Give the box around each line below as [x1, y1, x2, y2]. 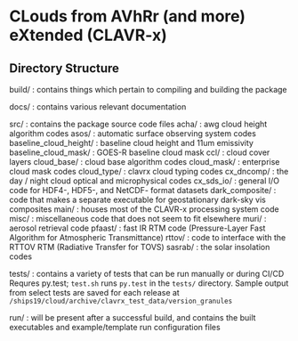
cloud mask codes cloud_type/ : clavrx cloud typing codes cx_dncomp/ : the [9, 166, 289, 176]
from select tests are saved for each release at [9, 288, 180, 297]
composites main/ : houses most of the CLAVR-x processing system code [9, 204, 279, 215]
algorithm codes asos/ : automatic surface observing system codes [9, 128, 256, 139]
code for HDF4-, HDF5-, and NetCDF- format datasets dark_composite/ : [9, 185, 277, 195]
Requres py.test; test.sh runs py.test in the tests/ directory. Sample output [9, 278, 289, 288]
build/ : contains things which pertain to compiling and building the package [9, 85, 287, 94]
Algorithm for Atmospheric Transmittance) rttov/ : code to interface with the [9, 232, 286, 242]
